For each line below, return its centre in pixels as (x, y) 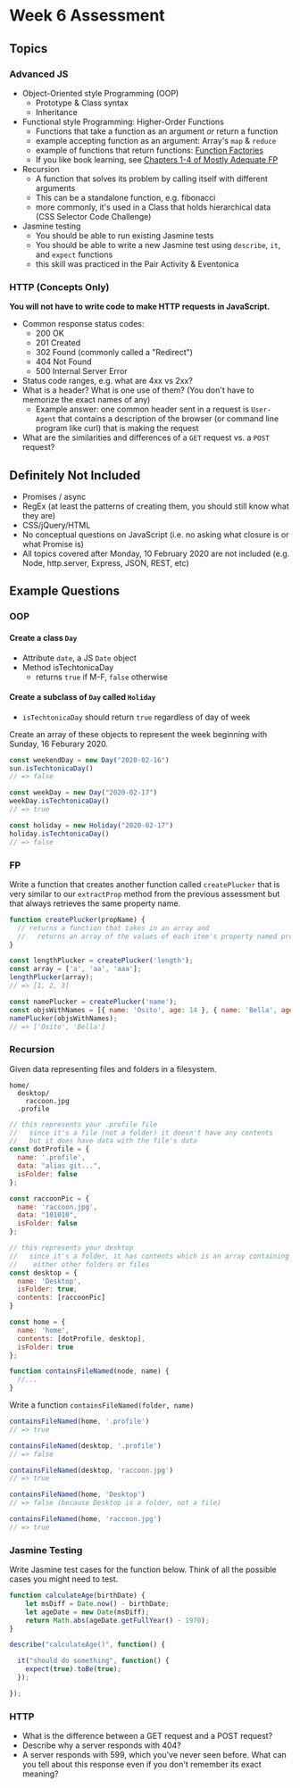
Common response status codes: (83, 324)
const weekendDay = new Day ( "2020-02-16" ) (89, 760)
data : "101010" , (47, 1215)
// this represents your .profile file (83, 1124)
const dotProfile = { (50, 1149)
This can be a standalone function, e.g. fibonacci (125, 197)
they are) (39, 515)
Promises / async (54, 496)
